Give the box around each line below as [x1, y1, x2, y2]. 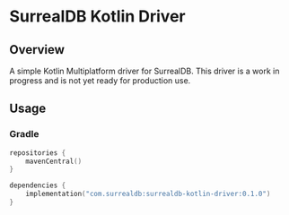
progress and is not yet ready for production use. [9, 75, 191, 86]
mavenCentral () [25, 157, 83, 166]
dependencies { [9, 181, 66, 190]
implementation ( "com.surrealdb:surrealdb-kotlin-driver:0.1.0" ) [25, 190, 271, 199]
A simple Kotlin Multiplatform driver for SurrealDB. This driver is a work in [9, 65, 280, 76]
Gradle [9, 128, 39, 141]
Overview [9, 42, 66, 57]
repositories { [9, 148, 66, 158]
